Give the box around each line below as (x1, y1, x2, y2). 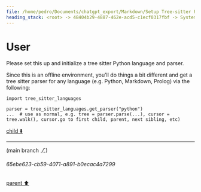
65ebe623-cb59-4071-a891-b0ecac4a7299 (6, 161, 115, 168)
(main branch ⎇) (6, 147, 48, 154)
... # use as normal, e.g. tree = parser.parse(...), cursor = (6, 111, 170, 117)
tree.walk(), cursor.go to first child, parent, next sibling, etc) (6, 117, 181, 123)
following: (6, 84, 31, 92)
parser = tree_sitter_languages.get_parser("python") (6, 106, 144, 112)
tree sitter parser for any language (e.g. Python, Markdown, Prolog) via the (6, 78, 190, 85)
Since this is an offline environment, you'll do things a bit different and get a (6, 71, 193, 78)
